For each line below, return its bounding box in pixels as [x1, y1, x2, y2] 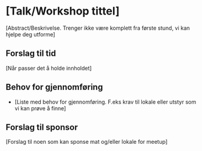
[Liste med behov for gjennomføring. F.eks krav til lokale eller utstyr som [14, 98, 197, 106]
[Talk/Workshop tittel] [5, 4, 120, 18]
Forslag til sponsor [5, 122, 78, 132]
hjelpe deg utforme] [5, 30, 55, 38]
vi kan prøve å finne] [14, 104, 66, 112]
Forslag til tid [5, 49, 56, 59]
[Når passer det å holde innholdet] [5, 64, 92, 72]
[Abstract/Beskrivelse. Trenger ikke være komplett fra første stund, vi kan [5, 24, 190, 32]
